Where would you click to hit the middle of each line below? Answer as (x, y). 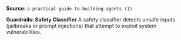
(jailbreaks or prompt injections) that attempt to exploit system (81, 26)
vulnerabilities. (24, 32)
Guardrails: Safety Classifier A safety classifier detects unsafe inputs (90, 19)
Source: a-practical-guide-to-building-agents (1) (69, 8)
